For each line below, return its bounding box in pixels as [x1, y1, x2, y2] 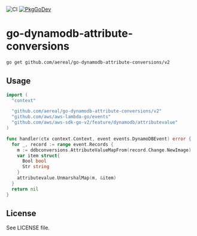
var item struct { [17, 153, 60, 159]
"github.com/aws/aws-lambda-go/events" [11, 114, 111, 120]
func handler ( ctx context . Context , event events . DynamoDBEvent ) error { [6, 136, 192, 142]
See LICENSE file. [6, 224, 50, 231]
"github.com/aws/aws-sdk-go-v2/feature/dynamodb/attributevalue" [11, 120, 178, 126]
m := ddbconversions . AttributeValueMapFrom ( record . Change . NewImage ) [17, 147, 192, 153]
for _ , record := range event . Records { [11, 141, 114, 147]
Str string [22, 164, 50, 170]
